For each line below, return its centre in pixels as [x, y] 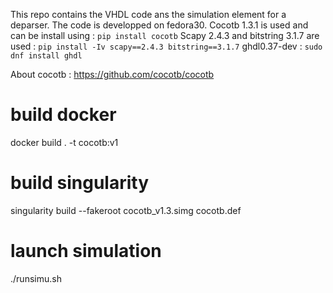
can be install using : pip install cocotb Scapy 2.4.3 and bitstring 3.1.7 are [165, 35]
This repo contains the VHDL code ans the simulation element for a [148, 14]
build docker [63, 115]
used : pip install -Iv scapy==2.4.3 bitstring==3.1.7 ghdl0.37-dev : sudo [166, 46]
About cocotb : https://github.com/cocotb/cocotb [112, 74]
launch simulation [86, 251]
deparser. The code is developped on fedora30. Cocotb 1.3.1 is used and [159, 25]
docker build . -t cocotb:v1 [64, 142]
